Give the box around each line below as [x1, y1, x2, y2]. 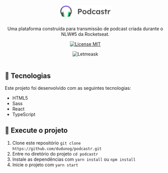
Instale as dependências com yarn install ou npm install [12, 156, 136, 162]
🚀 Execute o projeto [5, 126, 68, 135]
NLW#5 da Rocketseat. [61, 31, 110, 37]
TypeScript [12, 111, 36, 117]
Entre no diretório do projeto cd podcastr [12, 150, 98, 157]
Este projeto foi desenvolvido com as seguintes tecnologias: [5, 85, 131, 91]
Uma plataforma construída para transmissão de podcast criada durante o [7, 26, 163, 32]
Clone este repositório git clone [12, 140, 81, 146]
